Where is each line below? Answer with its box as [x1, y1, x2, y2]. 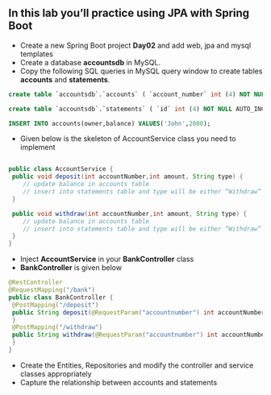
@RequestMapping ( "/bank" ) [8, 286, 95, 294]
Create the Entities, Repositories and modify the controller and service [19, 360, 254, 370]
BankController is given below [19, 263, 123, 272]
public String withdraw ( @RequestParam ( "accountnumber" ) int [11, 331, 219, 339]
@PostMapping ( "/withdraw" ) [11, 323, 103, 331]
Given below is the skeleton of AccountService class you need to [19, 134, 236, 143]
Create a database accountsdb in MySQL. [19, 57, 161, 67]
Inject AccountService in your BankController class [19, 254, 194, 264]
